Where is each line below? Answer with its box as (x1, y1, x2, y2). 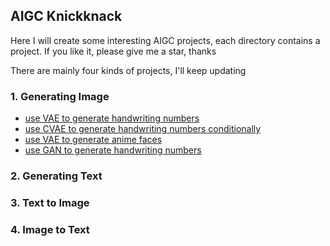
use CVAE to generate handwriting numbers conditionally (24, 123, 262, 135)
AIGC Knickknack (10, 8, 123, 25)
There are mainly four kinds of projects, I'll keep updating (10, 64, 247, 76)
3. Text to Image (10, 195, 90, 209)
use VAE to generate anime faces (24, 134, 163, 146)
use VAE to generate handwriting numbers (24, 112, 200, 124)
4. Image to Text (10, 222, 90, 236)
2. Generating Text (10, 169, 103, 183)
